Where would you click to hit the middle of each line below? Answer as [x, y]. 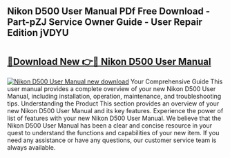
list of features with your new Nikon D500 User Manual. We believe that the [114, 118]
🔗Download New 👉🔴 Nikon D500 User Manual [109, 61]
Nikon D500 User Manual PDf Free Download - [109, 11]
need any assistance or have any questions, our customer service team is [112, 140]
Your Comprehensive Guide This [176, 81]
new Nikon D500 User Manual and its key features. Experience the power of [115, 111]
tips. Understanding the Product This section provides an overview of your [113, 103]
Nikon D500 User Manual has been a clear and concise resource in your [110, 126]
